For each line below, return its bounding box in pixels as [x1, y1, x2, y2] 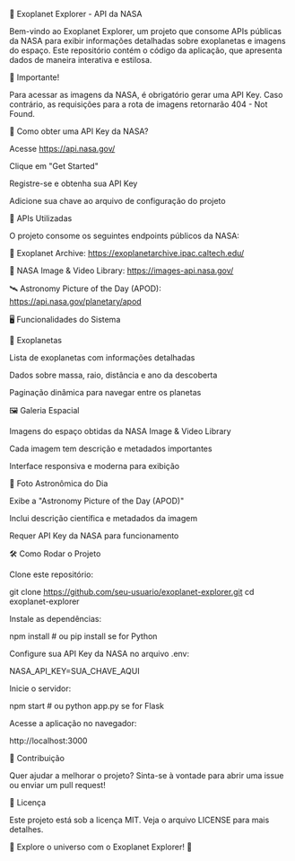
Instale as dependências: [9, 614, 102, 624]
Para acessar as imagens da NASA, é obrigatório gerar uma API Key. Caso [9, 90, 283, 100]
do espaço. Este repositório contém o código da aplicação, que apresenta [9, 45, 282, 56]
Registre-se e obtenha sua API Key [9, 178, 138, 189]
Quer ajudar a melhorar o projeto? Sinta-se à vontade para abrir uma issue [9, 770, 284, 781]
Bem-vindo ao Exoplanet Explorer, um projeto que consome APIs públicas [9, 26, 282, 36]
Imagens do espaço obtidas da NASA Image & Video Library [9, 426, 231, 436]
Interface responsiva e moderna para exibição [9, 461, 180, 471]
